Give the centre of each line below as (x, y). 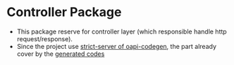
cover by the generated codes (61, 54)
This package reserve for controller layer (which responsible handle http (122, 31)
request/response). (45, 38)
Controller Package (64, 12)
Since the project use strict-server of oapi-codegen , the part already (116, 46)
